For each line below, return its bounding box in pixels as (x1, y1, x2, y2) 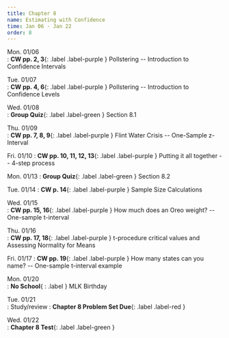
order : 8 (7, 29, 32, 36)
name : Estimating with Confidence (7, 16, 106, 23)
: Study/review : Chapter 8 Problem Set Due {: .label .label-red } (7, 302, 186, 311)
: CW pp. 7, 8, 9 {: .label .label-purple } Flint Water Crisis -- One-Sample (7, 131, 207, 140)
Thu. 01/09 (7, 124, 38, 132)
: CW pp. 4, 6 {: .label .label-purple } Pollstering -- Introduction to (7, 83, 189, 91)
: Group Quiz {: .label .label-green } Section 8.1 (7, 111, 137, 119)
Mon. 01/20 (7, 275, 40, 283)
